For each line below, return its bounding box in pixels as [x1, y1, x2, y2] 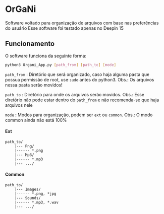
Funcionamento [5, 40, 55, 48]
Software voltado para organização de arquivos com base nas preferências [5, 20, 159, 26]
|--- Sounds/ [14, 196, 41, 201]
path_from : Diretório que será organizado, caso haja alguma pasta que [5, 71, 150, 77]
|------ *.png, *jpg [14, 191, 56, 197]
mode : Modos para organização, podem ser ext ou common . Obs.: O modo [5, 112, 153, 118]
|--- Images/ [14, 187, 41, 192]
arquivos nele [5, 102, 33, 108]
